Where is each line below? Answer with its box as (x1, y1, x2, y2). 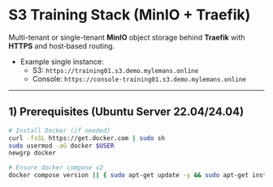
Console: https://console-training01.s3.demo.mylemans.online (32, 74, 246, 83)
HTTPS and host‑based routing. (8, 40, 115, 50)
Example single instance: (19, 57, 104, 66)
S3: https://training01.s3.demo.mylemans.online (32, 65, 199, 74)
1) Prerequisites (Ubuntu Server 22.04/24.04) (8, 105, 245, 119)
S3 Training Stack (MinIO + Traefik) (8, 6, 251, 24)
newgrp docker (8, 149, 57, 157)
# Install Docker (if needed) (8, 126, 111, 134)
